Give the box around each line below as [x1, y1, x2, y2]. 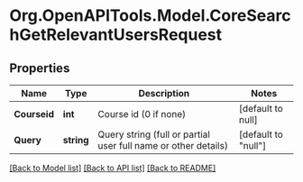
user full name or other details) [97, 140, 228, 151]
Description [138, 87, 190, 99]
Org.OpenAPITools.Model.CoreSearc [9, 5, 291, 26]
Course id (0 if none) [97, 108, 187, 120]
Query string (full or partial [97, 128, 210, 141]
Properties [9, 60, 70, 76]
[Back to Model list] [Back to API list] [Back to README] [9, 163, 216, 173]
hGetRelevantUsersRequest [9, 24, 223, 45]
